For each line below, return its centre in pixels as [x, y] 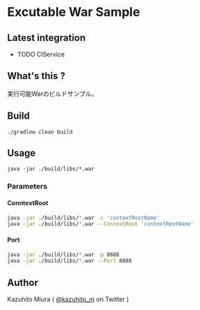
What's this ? [36, 76]
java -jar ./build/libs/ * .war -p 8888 [63, 255]
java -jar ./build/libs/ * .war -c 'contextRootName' [83, 218]
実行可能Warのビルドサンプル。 [52, 94]
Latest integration [47, 38]
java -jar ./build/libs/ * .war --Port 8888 [69, 261]
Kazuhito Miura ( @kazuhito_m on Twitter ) [68, 300]
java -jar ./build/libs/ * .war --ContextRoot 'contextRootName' [101, 224]
